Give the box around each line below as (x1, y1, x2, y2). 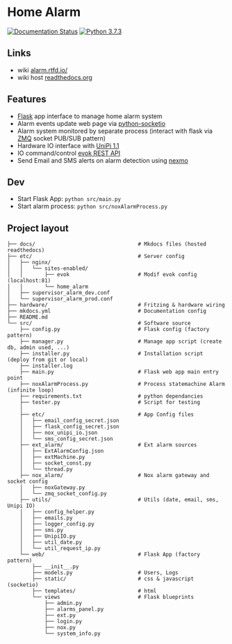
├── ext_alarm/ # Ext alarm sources (19, 442, 197, 449)
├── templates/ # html (32, 588, 157, 595)
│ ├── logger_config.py (19, 521, 95, 528)
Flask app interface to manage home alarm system (17, 112, 163, 120)
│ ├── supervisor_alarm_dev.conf (7, 289, 110, 296)
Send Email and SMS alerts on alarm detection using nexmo (17, 156, 189, 164)
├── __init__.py (32, 563, 79, 570)
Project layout (7, 222, 69, 234)
